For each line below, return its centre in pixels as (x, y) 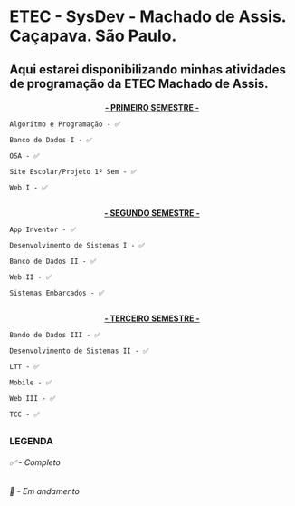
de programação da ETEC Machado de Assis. (139, 83)
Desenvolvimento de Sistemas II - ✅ (79, 351)
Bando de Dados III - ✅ (55, 336)
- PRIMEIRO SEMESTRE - (152, 107)
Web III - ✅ (33, 399)
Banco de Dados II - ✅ (53, 261)
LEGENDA (32, 441)
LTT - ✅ (25, 367)
